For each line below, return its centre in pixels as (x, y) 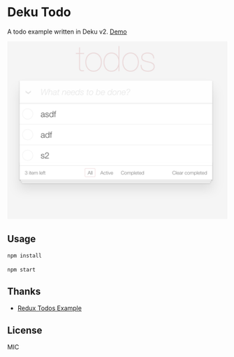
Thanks (24, 291)
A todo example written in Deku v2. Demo (67, 31)
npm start (22, 270)
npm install (24, 256)
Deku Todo (39, 12)
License (25, 330)
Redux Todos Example (50, 308)
